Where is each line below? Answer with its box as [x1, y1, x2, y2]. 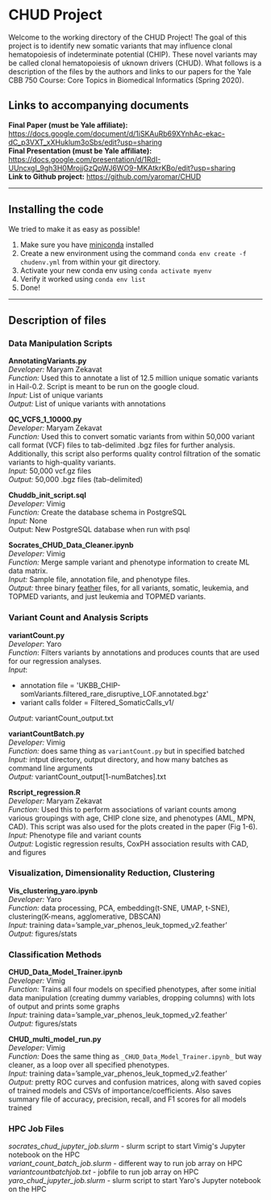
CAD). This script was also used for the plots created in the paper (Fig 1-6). [8, 821, 258, 831]
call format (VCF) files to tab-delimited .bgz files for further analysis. [8, 440, 236, 450]
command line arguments [8, 763, 94, 773]
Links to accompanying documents [8, 99, 190, 112]
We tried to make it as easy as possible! [8, 224, 140, 233]
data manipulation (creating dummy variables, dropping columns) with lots [8, 993, 256, 1003]
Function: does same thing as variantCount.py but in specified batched [8, 745, 245, 756]
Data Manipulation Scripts [8, 338, 113, 349]
